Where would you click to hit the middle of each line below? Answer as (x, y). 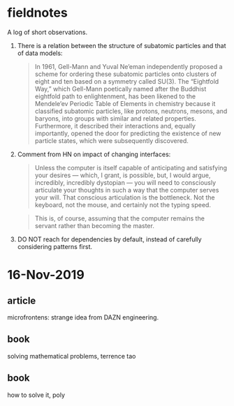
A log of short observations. (47, 32)
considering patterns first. (55, 246)
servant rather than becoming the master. (95, 225)
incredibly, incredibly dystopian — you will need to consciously (125, 182)
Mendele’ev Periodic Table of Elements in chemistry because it (125, 103)
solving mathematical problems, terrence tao (72, 356)
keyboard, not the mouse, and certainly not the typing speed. (123, 204)
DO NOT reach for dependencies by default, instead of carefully (109, 239)
